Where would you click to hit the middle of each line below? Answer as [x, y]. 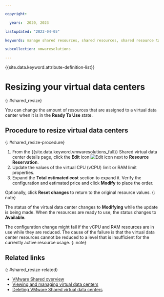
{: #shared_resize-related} [31, 270]
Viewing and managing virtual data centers [55, 284]
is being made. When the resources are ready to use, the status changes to [81, 212]
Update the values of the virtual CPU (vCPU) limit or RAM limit [74, 167]
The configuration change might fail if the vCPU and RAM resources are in [80, 227]
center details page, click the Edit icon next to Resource [80, 157]
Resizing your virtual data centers [75, 87]
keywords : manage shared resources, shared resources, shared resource [79, 40]
